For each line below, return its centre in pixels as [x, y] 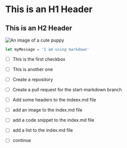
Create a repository [33, 79]
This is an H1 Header [49, 9]
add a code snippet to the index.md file [53, 120]
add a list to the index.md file [43, 130]
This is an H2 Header [39, 28]
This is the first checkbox [39, 59]
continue [22, 140]
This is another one [33, 69]
